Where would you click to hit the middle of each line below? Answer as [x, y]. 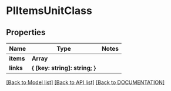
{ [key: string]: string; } [64, 68]
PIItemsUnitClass [49, 11]
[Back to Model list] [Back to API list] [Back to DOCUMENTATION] [85, 82]
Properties [26, 32]
